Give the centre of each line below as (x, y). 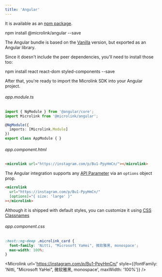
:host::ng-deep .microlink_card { (40, 241)
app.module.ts (19, 97)
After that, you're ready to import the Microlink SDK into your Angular (74, 81)
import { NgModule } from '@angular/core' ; (50, 112)
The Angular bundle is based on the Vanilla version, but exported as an (76, 42)
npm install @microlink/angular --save (43, 33)
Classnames (17, 215)
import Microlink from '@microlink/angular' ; (52, 116)
